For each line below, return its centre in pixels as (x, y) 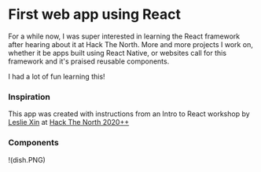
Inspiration (29, 97)
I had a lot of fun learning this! (57, 76)
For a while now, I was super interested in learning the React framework (124, 36)
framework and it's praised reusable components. (89, 61)
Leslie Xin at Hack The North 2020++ (69, 123)
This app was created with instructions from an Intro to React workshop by (129, 114)
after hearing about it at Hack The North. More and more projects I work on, (130, 44)
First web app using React (94, 15)
